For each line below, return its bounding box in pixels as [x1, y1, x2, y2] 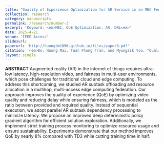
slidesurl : [5, 39, 27, 44]
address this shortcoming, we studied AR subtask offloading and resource [5, 82, 154, 87]
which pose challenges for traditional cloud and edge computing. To [5, 76, 143, 82]
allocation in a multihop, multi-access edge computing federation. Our [5, 86, 146, 93]
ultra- [143, 66, 155, 72]
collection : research [5, 12, 49, 17]
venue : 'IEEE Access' [5, 35, 49, 40]
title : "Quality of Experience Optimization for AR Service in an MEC [5, 7, 152, 12]
